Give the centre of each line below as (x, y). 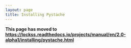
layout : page (19, 10)
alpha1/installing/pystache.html (40, 40)
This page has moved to (31, 29)
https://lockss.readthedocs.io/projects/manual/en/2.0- (66, 34)
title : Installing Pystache (35, 15)
